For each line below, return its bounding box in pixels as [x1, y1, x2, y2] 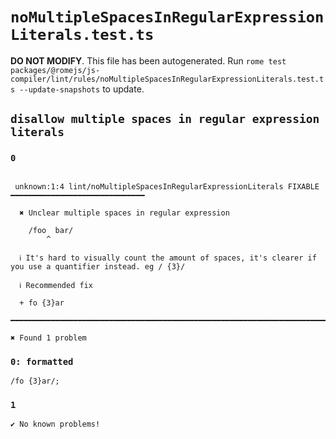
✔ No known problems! [10, 419, 101, 430]
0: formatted [10, 356, 74, 367]
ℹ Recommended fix [19, 280, 93, 290]
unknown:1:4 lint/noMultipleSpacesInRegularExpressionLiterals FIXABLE [14, 181, 320, 192]
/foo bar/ [28, 225, 74, 235]
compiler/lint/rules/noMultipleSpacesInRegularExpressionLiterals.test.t [10, 74, 325, 84]
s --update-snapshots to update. [10, 83, 145, 95]
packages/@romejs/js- [10, 65, 101, 75]
